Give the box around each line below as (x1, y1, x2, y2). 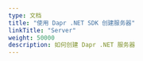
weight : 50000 (8, 33, 56, 42)
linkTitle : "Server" (8, 26, 77, 34)
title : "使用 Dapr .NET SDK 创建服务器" (8, 19, 136, 27)
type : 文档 (8, 11, 42, 20)
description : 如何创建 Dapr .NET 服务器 (8, 41, 136, 49)
